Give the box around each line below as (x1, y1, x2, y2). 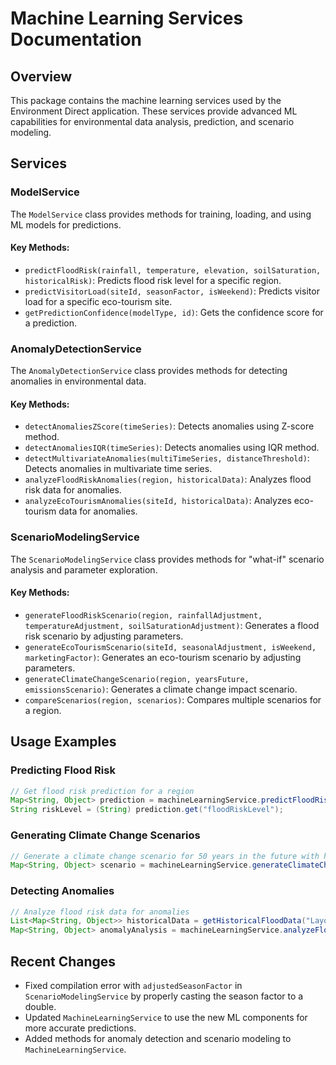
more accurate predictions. (24, 1022, 137, 1034)
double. (24, 1000, 57, 1012)
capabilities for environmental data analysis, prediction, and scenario (10, 116, 295, 127)
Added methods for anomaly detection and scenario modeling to (24, 1032, 292, 1044)
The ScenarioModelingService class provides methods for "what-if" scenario (10, 553, 325, 565)
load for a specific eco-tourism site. (24, 295, 173, 307)
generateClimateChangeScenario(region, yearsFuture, (24, 674, 250, 684)
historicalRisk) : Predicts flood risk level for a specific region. (24, 274, 282, 286)
